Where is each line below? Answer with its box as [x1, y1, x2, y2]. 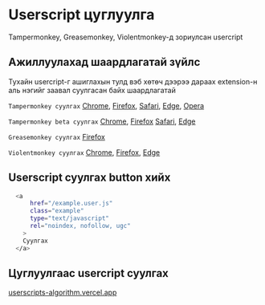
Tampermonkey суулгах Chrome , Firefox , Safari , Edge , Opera [8, 100, 205, 110]
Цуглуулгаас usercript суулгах [8, 266, 169, 280]
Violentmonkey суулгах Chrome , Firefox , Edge [8, 147, 161, 157]
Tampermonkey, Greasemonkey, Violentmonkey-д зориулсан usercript [8, 32, 243, 42]
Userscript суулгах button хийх [8, 171, 171, 185]
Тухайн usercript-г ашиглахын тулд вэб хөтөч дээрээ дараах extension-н [8, 76, 258, 86]
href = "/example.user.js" [29, 199, 113, 208]
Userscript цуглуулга [8, 6, 155, 24]
